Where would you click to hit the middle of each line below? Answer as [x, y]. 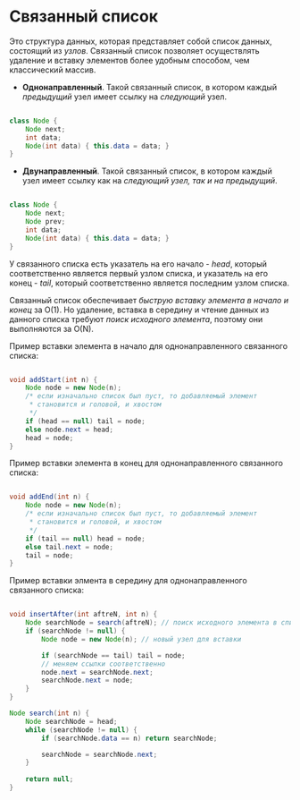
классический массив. [53, 70]
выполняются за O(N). [51, 328]
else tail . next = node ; [70, 547]
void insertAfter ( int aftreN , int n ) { [83, 615]
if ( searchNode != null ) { [75, 631]
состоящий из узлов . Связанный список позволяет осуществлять [135, 50]
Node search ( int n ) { [50, 713]
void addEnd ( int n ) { [50, 497]
